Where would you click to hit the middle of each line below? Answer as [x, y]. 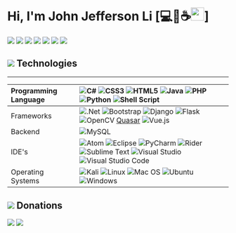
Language [28, 100]
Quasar [128, 120]
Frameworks [31, 116]
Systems [25, 180]
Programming [34, 91]
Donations [40, 206]
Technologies [47, 64]
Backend [25, 131]
